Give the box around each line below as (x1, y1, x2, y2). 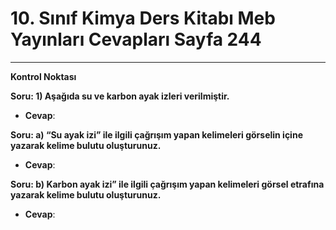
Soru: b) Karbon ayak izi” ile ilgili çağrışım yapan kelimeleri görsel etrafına (10, 178, 325, 190)
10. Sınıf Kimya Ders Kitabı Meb (10, 7, 276, 30)
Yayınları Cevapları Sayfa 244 (10, 28, 262, 51)
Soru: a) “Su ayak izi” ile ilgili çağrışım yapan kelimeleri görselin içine (10, 128, 303, 141)
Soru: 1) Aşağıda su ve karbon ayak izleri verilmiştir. (10, 90, 230, 102)
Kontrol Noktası (10, 70, 77, 82)
